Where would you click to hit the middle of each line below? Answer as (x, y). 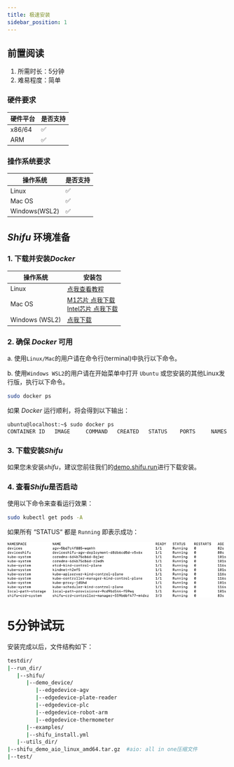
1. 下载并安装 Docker (41, 259)
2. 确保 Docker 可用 (40, 341)
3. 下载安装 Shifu (35, 450)
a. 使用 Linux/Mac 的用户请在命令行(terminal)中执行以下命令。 (94, 358)
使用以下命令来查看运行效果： (50, 503)
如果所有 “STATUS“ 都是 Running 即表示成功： (73, 532)
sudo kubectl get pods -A (45, 518)
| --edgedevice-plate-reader (76, 698)
